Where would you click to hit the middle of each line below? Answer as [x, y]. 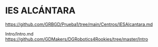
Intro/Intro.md [19, 34]
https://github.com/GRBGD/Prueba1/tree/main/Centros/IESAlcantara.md [79, 24]
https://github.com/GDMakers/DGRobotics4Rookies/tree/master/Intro [77, 39]
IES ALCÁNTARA [40, 11]
